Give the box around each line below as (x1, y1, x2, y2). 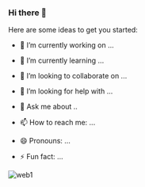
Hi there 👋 (8, 7, 48, 18)
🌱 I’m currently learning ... (19, 55, 105, 66)
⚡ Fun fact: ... (19, 152, 63, 162)
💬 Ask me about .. (19, 102, 78, 112)
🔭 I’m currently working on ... (19, 40, 114, 50)
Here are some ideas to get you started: (8, 25, 139, 35)
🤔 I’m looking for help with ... (19, 86, 113, 96)
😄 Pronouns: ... (19, 136, 71, 146)
